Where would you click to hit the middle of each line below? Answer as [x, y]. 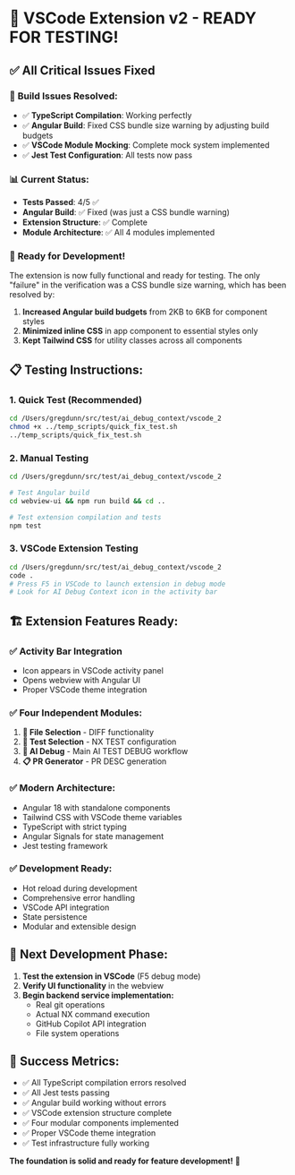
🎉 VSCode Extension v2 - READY [133, 18]
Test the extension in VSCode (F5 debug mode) [111, 976]
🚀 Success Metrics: [64, 1062]
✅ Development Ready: [61, 869]
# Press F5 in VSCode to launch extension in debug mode [118, 584]
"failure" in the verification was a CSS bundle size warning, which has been [148, 285]
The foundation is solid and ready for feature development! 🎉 [125, 1161]
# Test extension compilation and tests [86, 517]
